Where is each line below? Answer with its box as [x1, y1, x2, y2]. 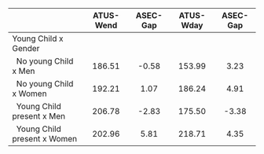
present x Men [12, 111, 65, 121]
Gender [12, 43, 40, 53]
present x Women [12, 134, 78, 144]
